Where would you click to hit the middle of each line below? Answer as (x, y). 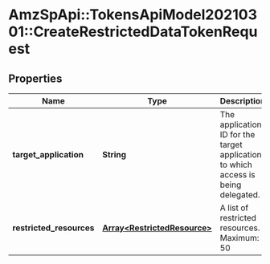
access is (237, 175)
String (115, 154)
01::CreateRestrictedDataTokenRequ (133, 32)
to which (236, 164)
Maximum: (239, 238)
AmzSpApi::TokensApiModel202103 (133, 15)
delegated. (240, 195)
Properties (35, 78)
